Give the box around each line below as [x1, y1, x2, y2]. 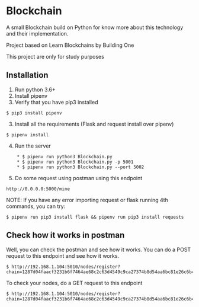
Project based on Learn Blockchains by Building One [6, 41, 134, 49]
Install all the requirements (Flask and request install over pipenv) [14, 120, 174, 127]
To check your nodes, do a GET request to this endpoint [6, 279, 143, 286]
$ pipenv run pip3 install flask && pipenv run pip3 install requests [6, 214, 184, 220]
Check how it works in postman [6, 230, 125, 241]
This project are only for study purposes [6, 53, 105, 60]
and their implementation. [6, 30, 69, 37]
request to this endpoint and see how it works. [6, 252, 120, 259]
